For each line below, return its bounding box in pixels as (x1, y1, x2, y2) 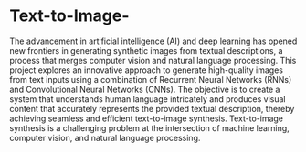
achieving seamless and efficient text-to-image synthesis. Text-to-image (9, 113, 284, 124)
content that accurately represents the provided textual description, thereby (9, 103, 295, 114)
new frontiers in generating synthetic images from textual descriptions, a (9, 45, 283, 56)
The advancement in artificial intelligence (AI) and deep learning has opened (9, 35, 298, 46)
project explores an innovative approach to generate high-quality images (9, 65, 283, 76)
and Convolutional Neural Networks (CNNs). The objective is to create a (9, 84, 280, 95)
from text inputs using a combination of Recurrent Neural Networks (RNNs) (9, 74, 292, 85)
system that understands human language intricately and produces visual (9, 93, 286, 105)
